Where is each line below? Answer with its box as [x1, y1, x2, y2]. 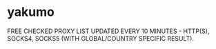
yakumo [7, 4, 55, 20]
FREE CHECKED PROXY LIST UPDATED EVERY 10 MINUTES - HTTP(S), [7, 27, 210, 35]
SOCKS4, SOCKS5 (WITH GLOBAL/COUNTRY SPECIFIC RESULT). [7, 34, 195, 42]
